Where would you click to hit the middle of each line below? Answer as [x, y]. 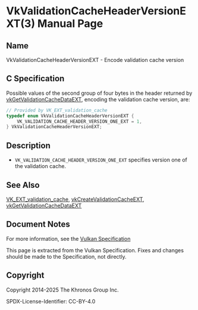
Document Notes [38, 224]
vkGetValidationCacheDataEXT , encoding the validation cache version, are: [98, 99]
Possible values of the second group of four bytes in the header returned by [99, 93]
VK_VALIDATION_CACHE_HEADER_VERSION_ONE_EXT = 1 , [80, 121]
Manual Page [70, 24]
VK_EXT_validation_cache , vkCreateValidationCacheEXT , [75, 199]
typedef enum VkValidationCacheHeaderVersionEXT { [70, 116]
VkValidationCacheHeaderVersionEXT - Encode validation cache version [95, 60]
